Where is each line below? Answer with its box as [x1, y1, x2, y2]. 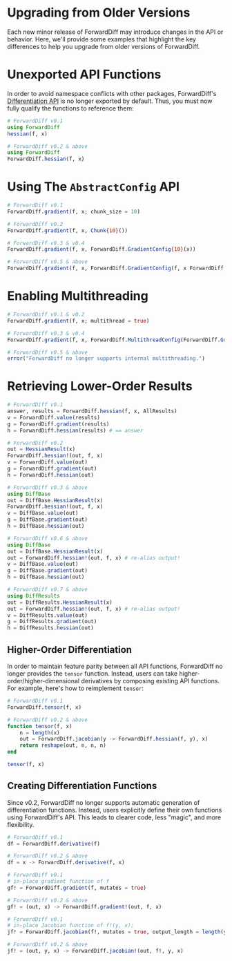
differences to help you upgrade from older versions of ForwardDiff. [7, 42, 200, 50]
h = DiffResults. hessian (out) [7, 625, 95, 631]
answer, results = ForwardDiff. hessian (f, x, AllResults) [7, 408, 177, 415]
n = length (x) [19, 729, 60, 736]
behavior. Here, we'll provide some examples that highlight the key [7, 35, 197, 43]
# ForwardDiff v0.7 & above [7, 586, 88, 593]
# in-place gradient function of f [7, 878, 110, 885]
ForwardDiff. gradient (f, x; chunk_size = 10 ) [7, 208, 140, 215]
